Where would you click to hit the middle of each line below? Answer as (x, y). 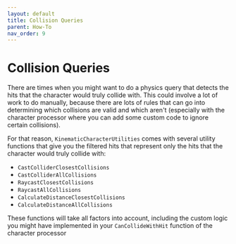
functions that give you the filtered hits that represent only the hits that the (115, 146)
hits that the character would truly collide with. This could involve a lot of (113, 95)
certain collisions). (34, 125)
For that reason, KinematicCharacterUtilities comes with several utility (112, 139)
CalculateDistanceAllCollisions (65, 205)
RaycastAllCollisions (49, 191)
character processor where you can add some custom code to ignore (108, 117)
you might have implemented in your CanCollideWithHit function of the (110, 226)
